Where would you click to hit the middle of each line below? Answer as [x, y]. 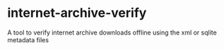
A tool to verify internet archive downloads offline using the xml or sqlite [112, 32]
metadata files [28, 39]
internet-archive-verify [77, 13]
